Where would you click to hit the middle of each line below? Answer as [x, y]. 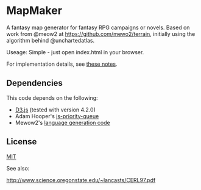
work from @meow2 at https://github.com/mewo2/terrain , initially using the [101, 33]
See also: [18, 168]
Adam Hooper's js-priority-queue [57, 116]
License [22, 142]
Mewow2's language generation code [63, 122]
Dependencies [34, 83]
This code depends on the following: [52, 97]
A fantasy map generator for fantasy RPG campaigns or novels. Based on [98, 27]
